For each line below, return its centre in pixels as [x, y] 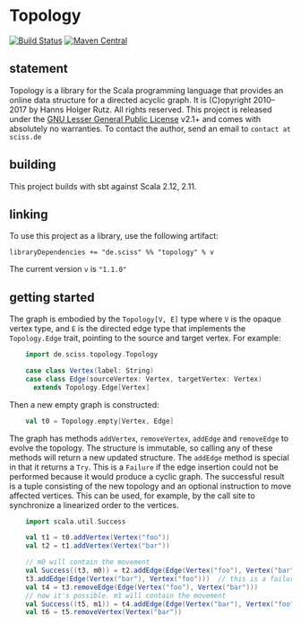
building [33, 165]
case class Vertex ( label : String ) [90, 371]
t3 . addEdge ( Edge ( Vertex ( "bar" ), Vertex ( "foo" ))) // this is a [146, 579]
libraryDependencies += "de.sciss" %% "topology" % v [112, 252]
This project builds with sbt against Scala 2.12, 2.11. [103, 186]
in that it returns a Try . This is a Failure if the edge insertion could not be [144, 467]
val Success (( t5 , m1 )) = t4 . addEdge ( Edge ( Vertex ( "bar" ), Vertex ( [150, 604]
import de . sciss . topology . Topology [92, 355]
